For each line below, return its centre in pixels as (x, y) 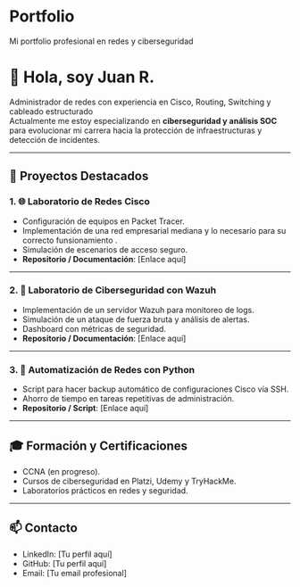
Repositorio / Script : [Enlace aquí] (85, 409)
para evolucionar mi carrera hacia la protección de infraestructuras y (136, 130)
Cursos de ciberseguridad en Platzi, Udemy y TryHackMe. (129, 481)
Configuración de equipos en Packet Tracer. (103, 221)
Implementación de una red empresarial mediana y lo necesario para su (154, 230)
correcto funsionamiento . (70, 240)
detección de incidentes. (55, 139)
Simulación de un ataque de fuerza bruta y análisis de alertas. (136, 319)
